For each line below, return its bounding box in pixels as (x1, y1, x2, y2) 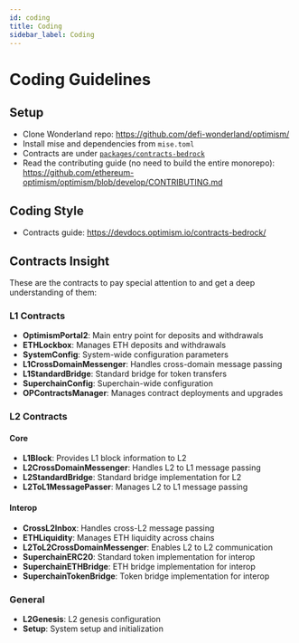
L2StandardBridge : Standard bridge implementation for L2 (22, 472, 242, 483)
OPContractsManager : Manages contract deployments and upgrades (22, 388, 284, 399)
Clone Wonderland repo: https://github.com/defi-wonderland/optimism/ (22, 128, 290, 140)
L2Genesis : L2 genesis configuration (22, 613, 161, 624)
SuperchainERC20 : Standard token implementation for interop (22, 551, 256, 562)
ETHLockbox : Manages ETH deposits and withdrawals (22, 340, 227, 351)
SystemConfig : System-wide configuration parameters (22, 349, 229, 360)
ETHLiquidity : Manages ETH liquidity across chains (22, 532, 215, 543)
